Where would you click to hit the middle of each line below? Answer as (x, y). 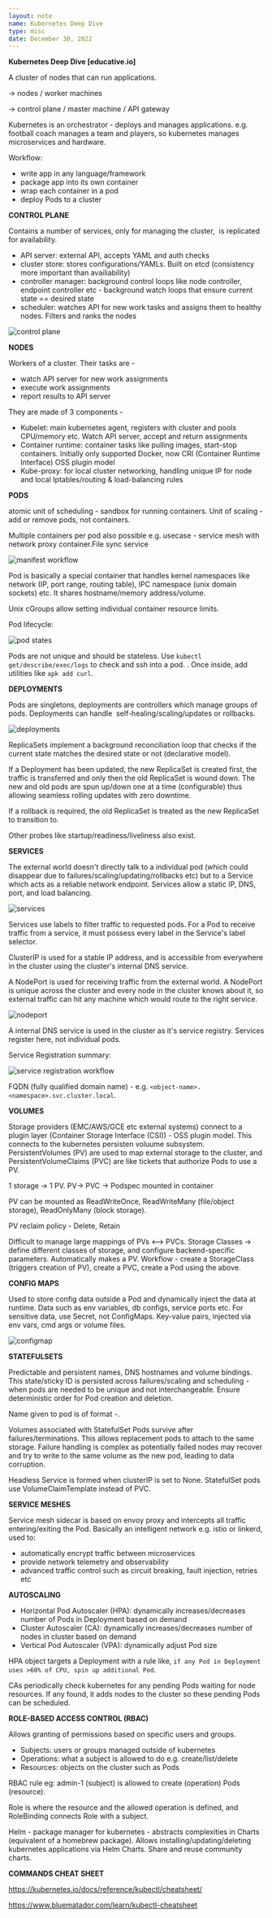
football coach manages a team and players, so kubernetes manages (124, 133)
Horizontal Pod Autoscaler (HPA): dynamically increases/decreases (133, 1611)
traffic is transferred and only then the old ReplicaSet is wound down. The (132, 778)
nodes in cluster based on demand (78, 1637)
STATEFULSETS (36, 1357)
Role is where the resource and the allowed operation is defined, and (123, 1807)
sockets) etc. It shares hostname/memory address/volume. (107, 593)
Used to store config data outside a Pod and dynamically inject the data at (132, 1299)
